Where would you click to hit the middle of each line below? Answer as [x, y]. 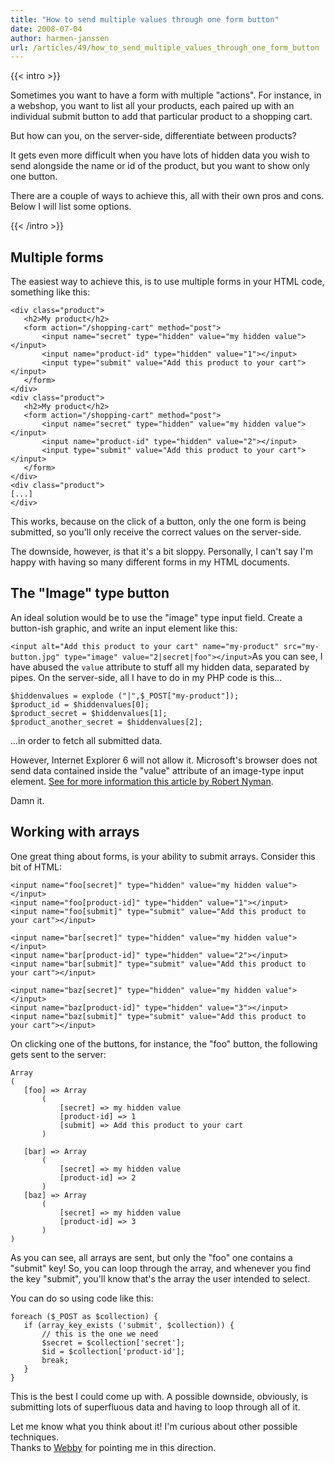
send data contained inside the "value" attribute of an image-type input [157, 770]
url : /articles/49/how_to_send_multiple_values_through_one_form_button [165, 47]
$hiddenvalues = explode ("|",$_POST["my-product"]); [125, 696]
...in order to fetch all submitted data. [86, 740]
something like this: [50, 292]
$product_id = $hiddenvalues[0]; [80, 704]
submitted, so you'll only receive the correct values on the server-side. [156, 532]
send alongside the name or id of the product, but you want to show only [160, 166]
